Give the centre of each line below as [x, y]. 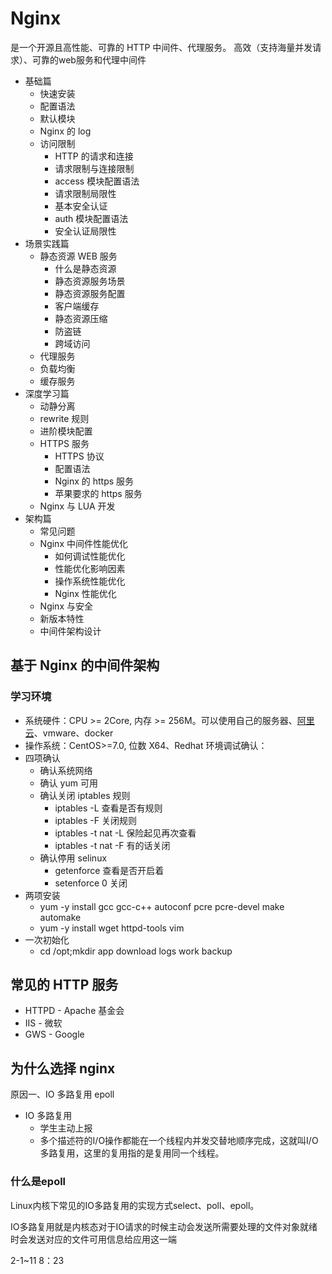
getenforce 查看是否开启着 [109, 870]
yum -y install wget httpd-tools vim [112, 928]
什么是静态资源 [85, 268]
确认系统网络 [66, 770]
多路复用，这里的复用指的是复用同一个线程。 [132, 1153]
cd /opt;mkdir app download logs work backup [136, 951]
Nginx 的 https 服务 [94, 481]
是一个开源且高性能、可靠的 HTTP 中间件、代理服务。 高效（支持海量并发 [161, 47]
